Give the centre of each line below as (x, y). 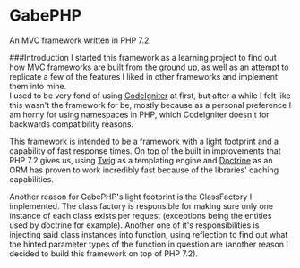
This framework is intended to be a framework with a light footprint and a (144, 141)
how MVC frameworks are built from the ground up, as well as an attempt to (149, 67)
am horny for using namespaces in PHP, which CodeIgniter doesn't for (140, 114)
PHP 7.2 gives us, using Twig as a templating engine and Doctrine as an (141, 160)
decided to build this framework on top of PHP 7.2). (104, 253)
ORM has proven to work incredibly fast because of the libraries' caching (144, 170)
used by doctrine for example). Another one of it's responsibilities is (134, 225)
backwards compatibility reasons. (72, 124)
